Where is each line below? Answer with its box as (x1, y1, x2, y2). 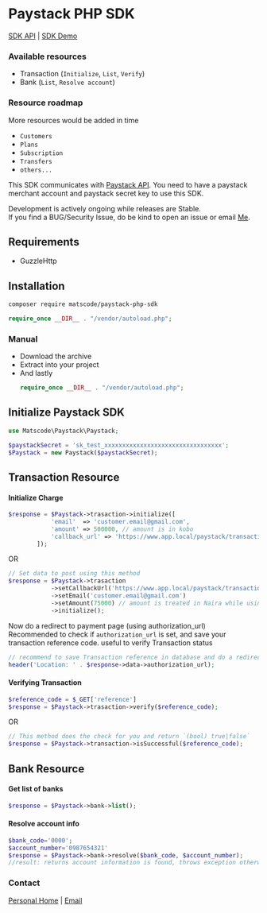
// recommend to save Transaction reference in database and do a (8, 653, 233, 661)
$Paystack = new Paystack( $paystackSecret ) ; (8, 448, 158, 457)
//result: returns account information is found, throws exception (8, 859, 237, 867)
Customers (19, 132, 53, 140)
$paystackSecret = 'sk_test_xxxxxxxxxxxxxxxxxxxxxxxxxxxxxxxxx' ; (8, 441, 229, 449)
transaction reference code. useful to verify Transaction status (8, 637, 213, 648)
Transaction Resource (8, 470, 120, 484)
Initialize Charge (8, 493, 64, 502)
